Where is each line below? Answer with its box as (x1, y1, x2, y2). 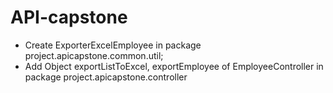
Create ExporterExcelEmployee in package (24, 39, 202, 51)
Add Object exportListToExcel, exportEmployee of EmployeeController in (24, 60, 324, 72)
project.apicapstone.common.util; (24, 49, 164, 61)
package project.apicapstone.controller (24, 71, 188, 83)
